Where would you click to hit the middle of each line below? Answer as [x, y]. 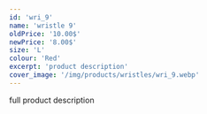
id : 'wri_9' [31, 17]
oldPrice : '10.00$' [45, 34]
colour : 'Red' [35, 58]
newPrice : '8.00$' [43, 42]
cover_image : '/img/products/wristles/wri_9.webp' [104, 75]
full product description [52, 100]
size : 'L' [27, 50]
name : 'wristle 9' [43, 26]
